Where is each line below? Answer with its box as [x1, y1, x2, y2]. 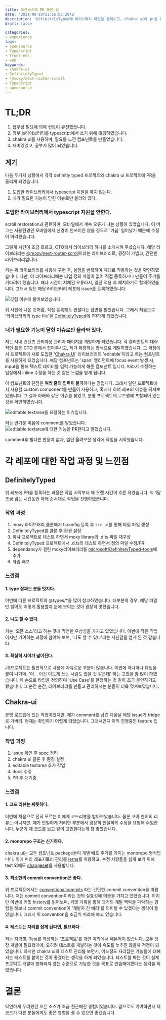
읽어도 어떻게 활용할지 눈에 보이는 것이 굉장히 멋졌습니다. [10, 603, 120, 610]
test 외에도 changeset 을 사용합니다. [5, 862, 75, 868]
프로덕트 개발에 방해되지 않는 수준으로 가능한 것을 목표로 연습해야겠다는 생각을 [5, 960, 156, 966]
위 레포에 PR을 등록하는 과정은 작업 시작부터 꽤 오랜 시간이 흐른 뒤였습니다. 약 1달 [5, 489, 161, 495]
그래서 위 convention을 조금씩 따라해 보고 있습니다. [23, 911, 123, 917]
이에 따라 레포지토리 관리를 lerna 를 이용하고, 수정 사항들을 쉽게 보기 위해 [15, 856, 155, 862]
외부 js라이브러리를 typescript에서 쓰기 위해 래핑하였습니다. [12, 130, 127, 136]
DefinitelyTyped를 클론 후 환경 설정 [12, 528, 82, 534]
